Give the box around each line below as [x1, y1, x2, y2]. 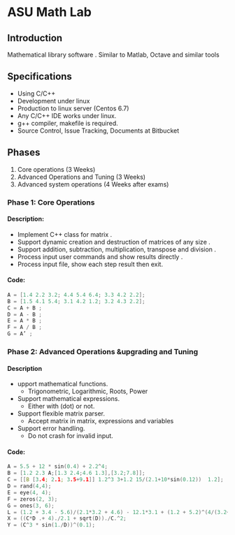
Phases [7, 147, 41, 159]
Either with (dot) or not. [27, 402, 95, 411]
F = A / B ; [7, 324, 42, 331]
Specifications [7, 71, 72, 82]
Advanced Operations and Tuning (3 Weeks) [17, 173, 145, 181]
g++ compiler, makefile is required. [17, 119, 119, 127]
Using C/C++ [17, 89, 56, 98]
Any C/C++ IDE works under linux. [17, 111, 117, 119]
